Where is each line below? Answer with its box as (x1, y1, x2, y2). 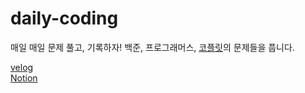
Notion (10, 72, 38, 84)
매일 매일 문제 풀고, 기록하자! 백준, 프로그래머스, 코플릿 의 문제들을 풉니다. (10, 41, 295, 53)
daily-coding (10, 7, 119, 30)
